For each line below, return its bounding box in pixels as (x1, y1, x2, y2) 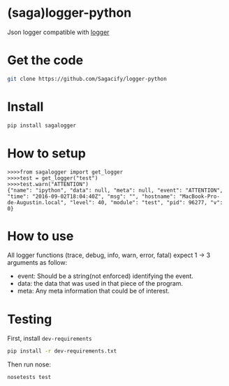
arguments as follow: (7, 258, 68, 267)
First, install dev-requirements (7, 334, 92, 343)
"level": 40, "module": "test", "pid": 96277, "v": (69, 199, 223, 206)
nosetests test (7, 374, 52, 381)
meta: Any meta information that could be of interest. (17, 287, 170, 295)
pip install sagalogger (7, 122, 77, 129)
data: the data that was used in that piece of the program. (17, 279, 184, 288)
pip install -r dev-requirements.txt (7, 348, 117, 355)
